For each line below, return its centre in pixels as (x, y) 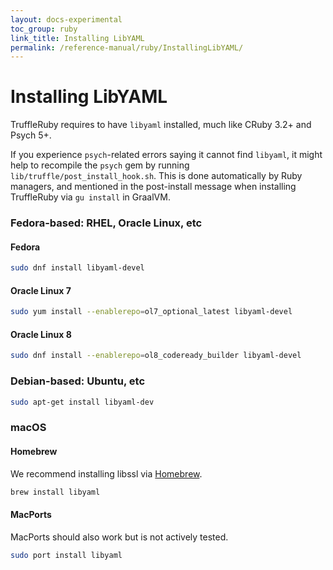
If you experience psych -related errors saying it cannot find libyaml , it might (166, 155)
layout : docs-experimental (66, 19)
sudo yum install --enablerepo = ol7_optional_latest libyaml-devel (151, 312)
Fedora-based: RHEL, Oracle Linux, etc (106, 223)
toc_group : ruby (44, 29)
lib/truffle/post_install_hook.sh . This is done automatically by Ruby (156, 176)
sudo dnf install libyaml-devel (77, 268)
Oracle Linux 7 (41, 290)
